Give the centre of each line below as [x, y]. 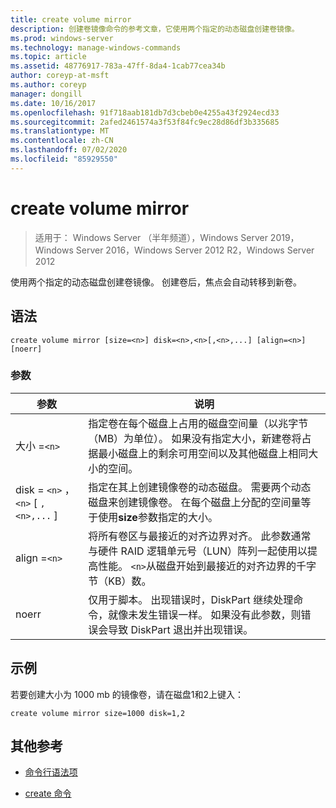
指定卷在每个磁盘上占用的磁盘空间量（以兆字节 [198, 423]
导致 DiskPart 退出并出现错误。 [181, 629]
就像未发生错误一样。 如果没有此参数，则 [205, 614]
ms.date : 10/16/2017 [53, 103]
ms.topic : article [48, 57]
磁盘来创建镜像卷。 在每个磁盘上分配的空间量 [195, 502]
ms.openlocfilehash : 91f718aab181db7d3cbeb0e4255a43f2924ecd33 [145, 112]
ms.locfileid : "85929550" [64, 159]
